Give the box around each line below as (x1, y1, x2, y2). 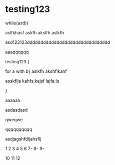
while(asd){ (5, 20, 29, 26)
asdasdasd (5, 107, 28, 113)
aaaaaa (5, 97, 20, 103)
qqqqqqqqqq (5, 126, 32, 132)
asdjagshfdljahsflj (5, 136, 41, 142)
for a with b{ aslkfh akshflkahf (5, 68, 67, 74)
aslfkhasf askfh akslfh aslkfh (5, 29, 64, 35)
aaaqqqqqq (5, 49, 29, 55)
